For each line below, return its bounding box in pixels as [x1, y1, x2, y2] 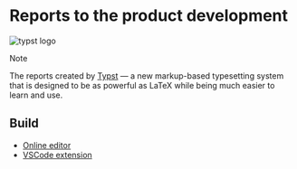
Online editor [22, 139, 72, 150]
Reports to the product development [9, 5, 288, 26]
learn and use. [9, 89, 63, 100]
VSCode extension [22, 149, 92, 160]
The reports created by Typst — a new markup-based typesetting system [9, 70, 284, 81]
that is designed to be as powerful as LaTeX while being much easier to [9, 80, 275, 90]
